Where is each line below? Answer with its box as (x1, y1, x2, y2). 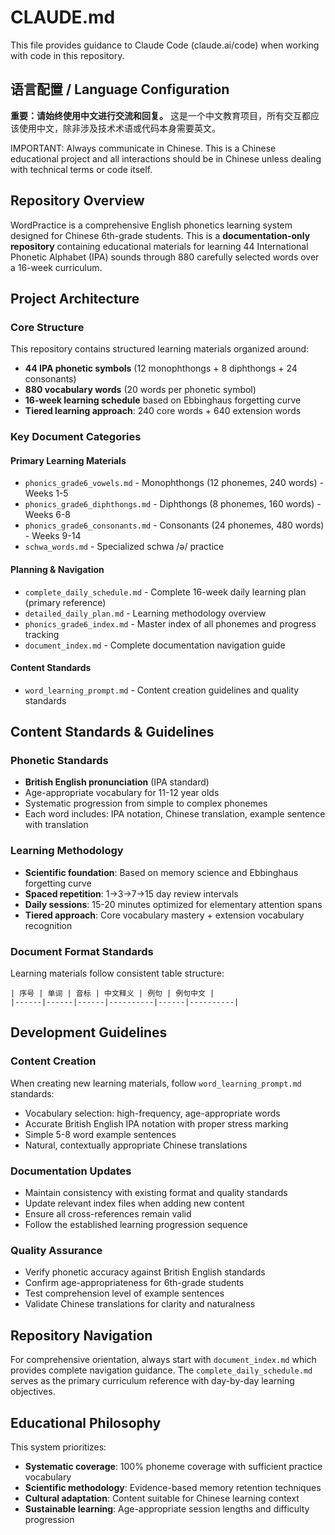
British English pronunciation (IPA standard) (24, 776, 210, 788)
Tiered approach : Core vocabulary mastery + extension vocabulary (24, 909, 305, 921)
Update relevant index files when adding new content (24, 1197, 245, 1210)
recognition (24, 919, 73, 931)
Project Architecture (10, 290, 140, 307)
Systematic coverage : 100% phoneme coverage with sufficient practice (24, 1460, 323, 1472)
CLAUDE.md (10, 6, 116, 29)
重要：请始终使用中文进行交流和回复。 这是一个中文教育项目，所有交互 (10, 109, 302, 121)
